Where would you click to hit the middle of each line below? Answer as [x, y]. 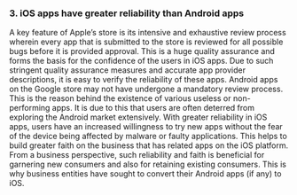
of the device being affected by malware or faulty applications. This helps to [148, 136]
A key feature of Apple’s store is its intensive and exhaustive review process [148, 33]
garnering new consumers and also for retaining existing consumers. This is [148, 164]
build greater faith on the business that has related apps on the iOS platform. [149, 145]
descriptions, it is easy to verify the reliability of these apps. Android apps [144, 80]
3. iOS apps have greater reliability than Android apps [127, 13]
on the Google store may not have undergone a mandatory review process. [146, 89]
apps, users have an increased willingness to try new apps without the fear [146, 127]
